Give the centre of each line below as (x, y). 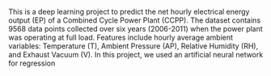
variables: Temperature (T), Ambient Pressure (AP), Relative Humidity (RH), (133, 46)
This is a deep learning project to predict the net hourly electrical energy (129, 12)
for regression (32, 63)
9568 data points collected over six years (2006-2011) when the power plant (135, 29)
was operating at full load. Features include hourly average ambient (121, 37)
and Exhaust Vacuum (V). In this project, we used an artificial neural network (136, 55)
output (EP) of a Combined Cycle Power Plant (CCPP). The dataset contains (135, 20)
